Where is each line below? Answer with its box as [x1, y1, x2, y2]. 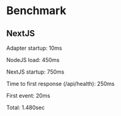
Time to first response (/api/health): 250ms [6, 80, 115, 87]
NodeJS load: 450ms [6, 56, 60, 63]
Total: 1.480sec [6, 104, 45, 111]
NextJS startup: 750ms [6, 68, 65, 75]
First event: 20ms [6, 92, 51, 99]
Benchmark [6, 4, 67, 18]
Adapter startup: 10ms [6, 44, 62, 52]
